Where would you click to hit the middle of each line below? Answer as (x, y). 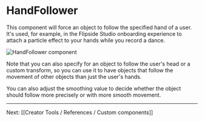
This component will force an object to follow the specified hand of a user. (99, 27)
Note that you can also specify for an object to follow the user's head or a (98, 64)
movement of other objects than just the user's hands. (74, 76)
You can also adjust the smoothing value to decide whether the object (93, 88)
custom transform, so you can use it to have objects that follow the (90, 70)
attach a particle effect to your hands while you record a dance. (86, 40)
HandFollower (42, 11)
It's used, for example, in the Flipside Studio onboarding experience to (94, 33)
